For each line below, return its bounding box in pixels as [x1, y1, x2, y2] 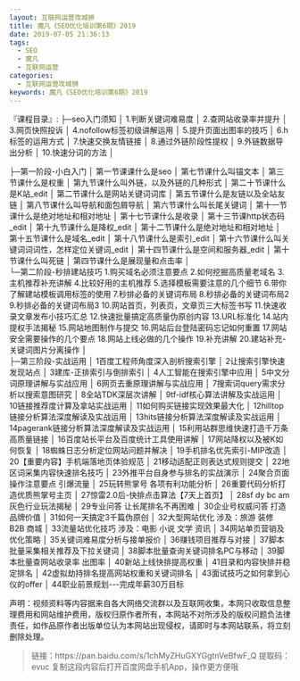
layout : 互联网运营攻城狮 [9, 12, 96, 22]
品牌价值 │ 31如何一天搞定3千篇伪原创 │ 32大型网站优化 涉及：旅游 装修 [9, 511, 274, 522]
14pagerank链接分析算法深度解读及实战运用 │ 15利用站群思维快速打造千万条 [9, 422, 288, 433]
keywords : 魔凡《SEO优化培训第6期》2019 [9, 87, 148, 96]
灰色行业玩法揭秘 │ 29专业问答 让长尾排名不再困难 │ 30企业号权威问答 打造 [9, 501, 287, 511]
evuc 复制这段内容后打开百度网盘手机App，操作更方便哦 [30, 661, 239, 672]
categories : [9, 71, 54, 80]
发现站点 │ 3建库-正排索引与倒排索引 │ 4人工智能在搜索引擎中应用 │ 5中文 [9, 367, 283, 378]
